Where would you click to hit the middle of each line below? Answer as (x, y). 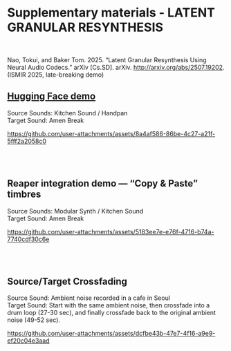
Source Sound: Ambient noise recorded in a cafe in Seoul (89, 298)
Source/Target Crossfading (67, 281)
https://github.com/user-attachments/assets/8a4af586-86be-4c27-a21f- (111, 133)
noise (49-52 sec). (34, 320)
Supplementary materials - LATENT (111, 13)
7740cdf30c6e (28, 239)
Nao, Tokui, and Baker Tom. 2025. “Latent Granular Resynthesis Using (107, 59)
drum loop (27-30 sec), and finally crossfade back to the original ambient (112, 313)
